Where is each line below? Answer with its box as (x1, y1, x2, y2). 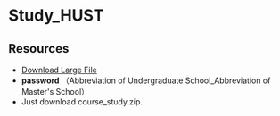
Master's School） (21, 87, 90, 96)
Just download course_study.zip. (21, 96, 144, 107)
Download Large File (21, 64, 97, 75)
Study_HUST (8, 5, 104, 26)
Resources (8, 41, 70, 56)
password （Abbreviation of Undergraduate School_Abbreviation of (21, 75, 271, 86)
